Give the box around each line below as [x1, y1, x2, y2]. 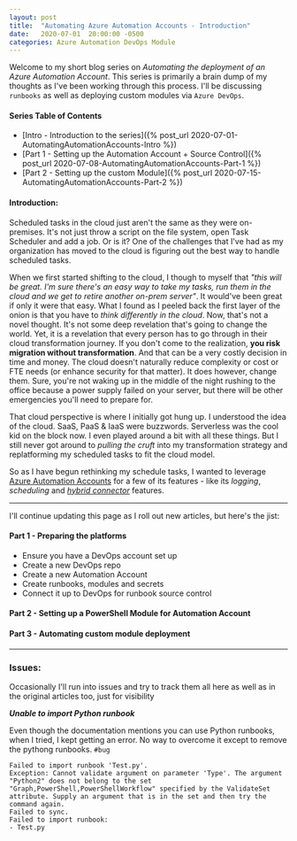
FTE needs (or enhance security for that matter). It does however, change [9, 366, 277, 376]
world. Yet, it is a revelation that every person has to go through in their [9, 328, 268, 339]
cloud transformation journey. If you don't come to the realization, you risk [9, 337, 281, 348]
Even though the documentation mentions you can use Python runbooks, [9, 725, 276, 736]
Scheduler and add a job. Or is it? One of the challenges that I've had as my [9, 235, 285, 246]
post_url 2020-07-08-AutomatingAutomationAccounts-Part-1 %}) [21, 158, 262, 169]
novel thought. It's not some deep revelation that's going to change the [9, 319, 268, 329]
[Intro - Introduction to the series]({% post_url [21, 130, 189, 141]
